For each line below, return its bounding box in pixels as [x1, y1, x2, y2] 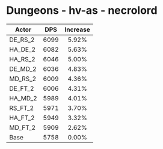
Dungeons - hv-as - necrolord [6, 4, 158, 17]
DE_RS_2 [9, 35, 35, 44]
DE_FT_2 [9, 84, 34, 93]
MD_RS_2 [9, 74, 37, 83]
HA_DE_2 [9, 45, 36, 53]
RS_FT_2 [9, 103, 34, 112]
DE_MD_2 [9, 64, 37, 73]
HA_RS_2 [9, 55, 35, 63]
